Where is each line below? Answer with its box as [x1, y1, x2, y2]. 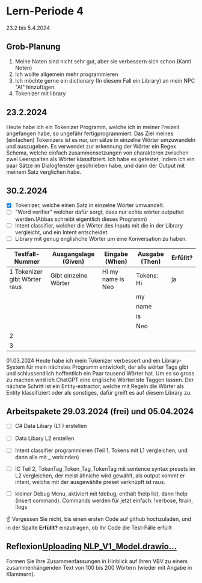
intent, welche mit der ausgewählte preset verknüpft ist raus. [14, 478, 166, 485]
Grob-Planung [6, 42, 61, 52]
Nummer [14, 257, 40, 266]
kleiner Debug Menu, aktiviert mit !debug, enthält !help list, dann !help [14, 490, 188, 497]
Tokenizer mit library [14, 89, 66, 97]
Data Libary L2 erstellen [14, 435, 75, 442]
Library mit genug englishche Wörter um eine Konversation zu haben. [14, 235, 188, 242]
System [6, 363, 25, 371]
